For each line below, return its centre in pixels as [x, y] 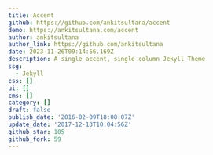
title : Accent [31, 15]
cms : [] [21, 96]
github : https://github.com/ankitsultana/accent [89, 23]
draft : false [29, 110]
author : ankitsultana [44, 37]
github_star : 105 [37, 132]
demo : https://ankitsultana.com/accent [73, 30]
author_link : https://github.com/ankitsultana [86, 45]
